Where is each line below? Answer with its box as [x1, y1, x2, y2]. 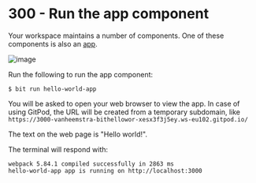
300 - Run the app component [8, 5, 210, 23]
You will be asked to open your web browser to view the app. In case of [8, 99, 240, 108]
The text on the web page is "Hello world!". [8, 129, 148, 139]
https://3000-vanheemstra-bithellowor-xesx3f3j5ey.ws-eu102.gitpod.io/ [8, 115, 248, 123]
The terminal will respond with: [8, 144, 109, 154]
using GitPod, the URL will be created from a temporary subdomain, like [8, 107, 241, 117]
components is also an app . [8, 39, 98, 48]
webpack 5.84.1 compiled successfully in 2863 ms [8, 159, 175, 168]
